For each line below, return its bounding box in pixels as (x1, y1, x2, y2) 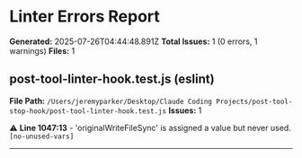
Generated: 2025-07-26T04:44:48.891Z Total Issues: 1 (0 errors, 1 (9, 36, 258, 47)
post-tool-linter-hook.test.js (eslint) (9, 72, 215, 87)
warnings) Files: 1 (9, 45, 75, 56)
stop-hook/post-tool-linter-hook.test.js (9, 106, 167, 116)
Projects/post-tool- (215, 97, 293, 106)
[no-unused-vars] (9, 132, 75, 141)
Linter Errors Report (9, 6, 160, 27)
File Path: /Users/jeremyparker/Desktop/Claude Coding (9, 95, 213, 106)
